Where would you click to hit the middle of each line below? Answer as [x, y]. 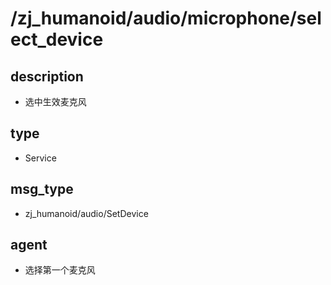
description [47, 76]
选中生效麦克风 [55, 101]
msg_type [42, 189]
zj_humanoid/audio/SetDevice [86, 213]
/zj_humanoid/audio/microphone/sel [166, 18]
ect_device [57, 39]
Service [40, 158]
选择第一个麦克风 [60, 270]
